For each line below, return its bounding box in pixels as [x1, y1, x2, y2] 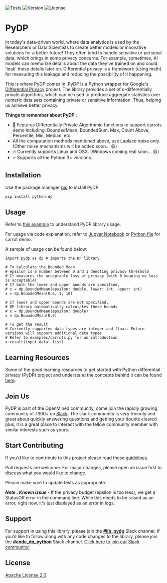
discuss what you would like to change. [5, 470, 87, 476]
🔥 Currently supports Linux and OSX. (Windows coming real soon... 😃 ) [12, 149, 159, 155]
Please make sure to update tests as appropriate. [5, 479, 107, 485]
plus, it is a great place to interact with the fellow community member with [5, 421, 158, 427]
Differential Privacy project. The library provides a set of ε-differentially [5, 86, 152, 92]
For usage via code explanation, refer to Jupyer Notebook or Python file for [5, 231, 160, 237]
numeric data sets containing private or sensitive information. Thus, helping [5, 97, 161, 103]
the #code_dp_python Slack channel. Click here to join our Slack [5, 539, 140, 545]
